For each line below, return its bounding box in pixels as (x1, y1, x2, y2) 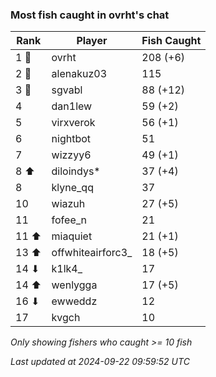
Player (76, 34, 108, 48)
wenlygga (51, 278, 98, 292)
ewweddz (51, 294, 98, 308)
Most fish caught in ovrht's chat (10, 8, 170, 22)
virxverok (51, 116, 96, 130)
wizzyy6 (51, 148, 92, 162)
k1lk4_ (51, 262, 83, 276)
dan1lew (51, 99, 93, 113)
